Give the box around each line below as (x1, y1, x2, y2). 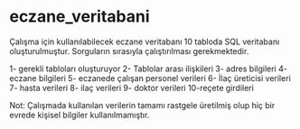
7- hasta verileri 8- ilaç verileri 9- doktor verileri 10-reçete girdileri (9, 82, 255, 93)
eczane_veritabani (9, 6, 151, 27)
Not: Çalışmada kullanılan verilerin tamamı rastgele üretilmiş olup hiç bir (9, 99, 276, 110)
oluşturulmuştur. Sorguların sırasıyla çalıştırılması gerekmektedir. (9, 45, 249, 56)
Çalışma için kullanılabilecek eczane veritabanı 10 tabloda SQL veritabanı (9, 36, 280, 47)
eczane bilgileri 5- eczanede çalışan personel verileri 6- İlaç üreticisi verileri (9, 72, 291, 83)
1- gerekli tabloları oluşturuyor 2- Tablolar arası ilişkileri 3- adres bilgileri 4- (9, 63, 287, 74)
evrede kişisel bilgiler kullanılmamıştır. (9, 109, 150, 120)
